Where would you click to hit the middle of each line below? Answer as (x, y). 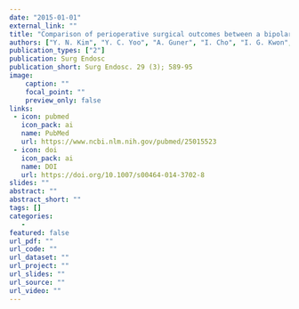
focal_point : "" (56, 92)
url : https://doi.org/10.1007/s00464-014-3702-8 (113, 175)
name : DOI (39, 167)
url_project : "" (39, 266)
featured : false (39, 232)
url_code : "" (33, 249)
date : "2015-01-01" (45, 17)
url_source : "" (37, 282)
